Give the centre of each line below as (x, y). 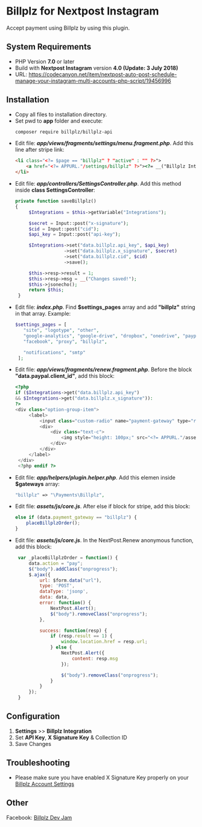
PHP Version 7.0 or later (45, 61)
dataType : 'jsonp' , (64, 592)
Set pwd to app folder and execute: (59, 121)
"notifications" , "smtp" (54, 352)
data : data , (55, 597)
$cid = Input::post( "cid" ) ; (64, 229)
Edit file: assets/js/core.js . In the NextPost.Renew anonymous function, (104, 540)
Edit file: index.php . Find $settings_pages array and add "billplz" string (105, 307)
